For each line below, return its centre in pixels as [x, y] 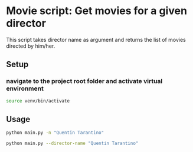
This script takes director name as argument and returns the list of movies [96, 39]
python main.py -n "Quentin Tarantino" [55, 133]
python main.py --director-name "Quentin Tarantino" [72, 143]
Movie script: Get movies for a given [97, 11]
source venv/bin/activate [38, 101]
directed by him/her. [31, 46]
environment [25, 88]
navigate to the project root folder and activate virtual [84, 81]
